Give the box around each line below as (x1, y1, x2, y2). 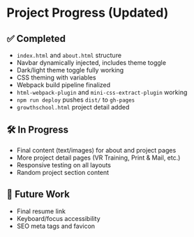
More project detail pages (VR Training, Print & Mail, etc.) (16, 153, 181, 162)
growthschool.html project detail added (16, 103, 130, 111)
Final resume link (16, 207, 66, 215)
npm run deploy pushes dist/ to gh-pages (16, 95, 135, 104)
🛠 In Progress (6, 124, 69, 136)
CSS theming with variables (16, 73, 96, 82)
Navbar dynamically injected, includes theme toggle (16, 59, 167, 67)
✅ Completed (6, 33, 66, 45)
